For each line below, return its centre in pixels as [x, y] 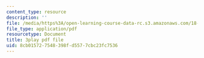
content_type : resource [36, 12]
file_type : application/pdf [42, 29]
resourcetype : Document [36, 34]
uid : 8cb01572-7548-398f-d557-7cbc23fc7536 [62, 46]
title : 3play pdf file [35, 40]
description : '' [27, 18]
